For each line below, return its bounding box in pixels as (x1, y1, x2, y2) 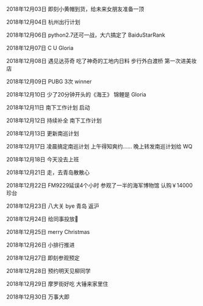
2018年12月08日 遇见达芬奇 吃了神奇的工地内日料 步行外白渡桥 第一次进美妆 (6, 57, 197, 64)
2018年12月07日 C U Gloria (6, 45, 74, 51)
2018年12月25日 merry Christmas (6, 228, 90, 235)
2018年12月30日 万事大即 (6, 293, 70, 301)
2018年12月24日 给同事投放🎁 (6, 216, 79, 222)
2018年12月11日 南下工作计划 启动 (6, 104, 90, 111)
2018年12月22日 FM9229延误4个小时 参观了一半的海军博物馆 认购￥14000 (6, 182, 193, 189)
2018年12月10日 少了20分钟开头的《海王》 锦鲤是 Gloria (6, 91, 146, 98)
